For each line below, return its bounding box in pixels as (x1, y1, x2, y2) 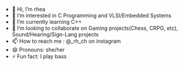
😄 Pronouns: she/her (11, 46, 65, 53)
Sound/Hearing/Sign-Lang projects (11, 31, 99, 38)
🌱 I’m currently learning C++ (11, 18, 82, 25)
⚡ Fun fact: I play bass (11, 53, 67, 59)
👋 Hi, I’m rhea (11, 6, 46, 12)
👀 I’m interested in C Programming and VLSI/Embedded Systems (11, 12, 172, 19)
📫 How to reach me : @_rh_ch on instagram (11, 37, 121, 45)
